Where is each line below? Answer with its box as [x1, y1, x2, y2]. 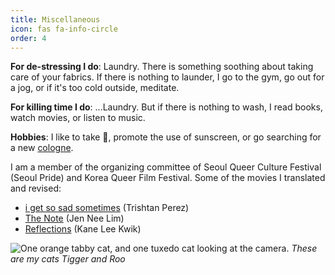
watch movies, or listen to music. [10, 112, 146, 124]
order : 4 [10, 33, 47, 43]
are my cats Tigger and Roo [10, 253, 126, 265]
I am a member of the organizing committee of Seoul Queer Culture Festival [10, 161, 322, 173]
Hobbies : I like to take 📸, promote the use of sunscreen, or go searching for [10, 131, 322, 143]
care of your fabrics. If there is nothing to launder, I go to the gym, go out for [10, 71, 325, 83]
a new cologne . [10, 142, 74, 154]
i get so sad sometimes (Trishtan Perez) [24, 202, 190, 214]
